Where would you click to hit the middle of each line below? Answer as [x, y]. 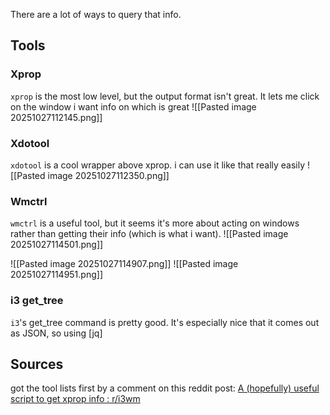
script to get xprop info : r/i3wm [75, 399]
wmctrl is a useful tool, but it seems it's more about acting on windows [155, 223]
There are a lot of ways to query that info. [96, 14]
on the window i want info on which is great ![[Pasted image [133, 106]
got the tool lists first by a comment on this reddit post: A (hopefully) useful [165, 388]
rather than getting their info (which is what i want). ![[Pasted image [149, 234]
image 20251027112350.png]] [108, 175]
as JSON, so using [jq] [56, 333]
